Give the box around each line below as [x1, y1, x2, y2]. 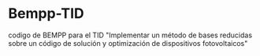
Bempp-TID [8, 5, 84, 23]
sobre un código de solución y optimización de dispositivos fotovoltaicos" [8, 38, 248, 47]
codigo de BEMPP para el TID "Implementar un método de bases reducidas [8, 30, 253, 40]
